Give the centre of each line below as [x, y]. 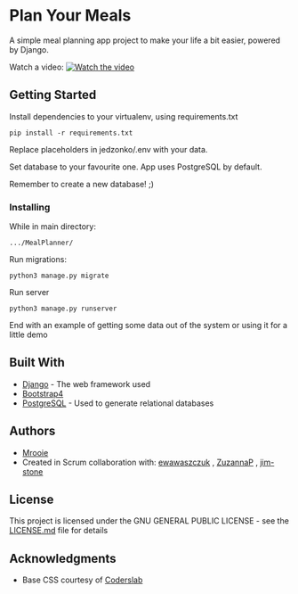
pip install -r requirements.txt [71, 133]
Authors [32, 431]
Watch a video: [36, 67]
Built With [37, 363]
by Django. [29, 49]
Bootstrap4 [43, 393]
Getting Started [53, 95]
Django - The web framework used [86, 384]
